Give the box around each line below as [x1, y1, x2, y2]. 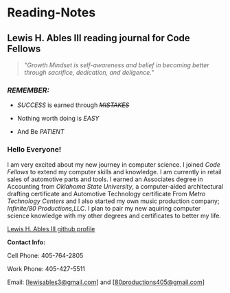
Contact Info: [7, 238, 46, 246]
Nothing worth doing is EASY [16, 115, 100, 123]
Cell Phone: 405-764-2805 [7, 251, 84, 259]
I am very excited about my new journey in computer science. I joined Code [7, 160, 221, 169]
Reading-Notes [7, 5, 96, 21]
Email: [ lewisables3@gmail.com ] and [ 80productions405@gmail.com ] [7, 278, 205, 286]
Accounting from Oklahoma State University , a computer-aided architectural [7, 182, 224, 190]
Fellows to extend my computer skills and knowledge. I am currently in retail [7, 167, 222, 176]
